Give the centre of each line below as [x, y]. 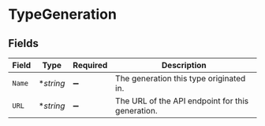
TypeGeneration [62, 14]
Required [90, 65]
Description [184, 65]
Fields [24, 43]
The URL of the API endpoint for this [182, 101]
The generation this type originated [181, 78]
